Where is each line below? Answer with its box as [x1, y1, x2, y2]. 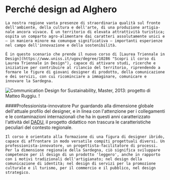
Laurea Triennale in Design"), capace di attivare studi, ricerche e [5, 60, 156, 66]
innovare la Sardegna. [5, 78, 53, 84]
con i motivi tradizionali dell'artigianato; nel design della [5, 157, 143, 162]
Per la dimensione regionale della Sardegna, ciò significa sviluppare [5, 147, 160, 152]
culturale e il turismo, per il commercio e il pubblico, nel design [5, 165, 156, 170]
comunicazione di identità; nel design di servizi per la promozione [5, 161, 156, 166]
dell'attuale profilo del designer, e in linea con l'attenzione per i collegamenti [5, 108, 165, 114]
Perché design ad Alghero [5, 4, 117, 15]
